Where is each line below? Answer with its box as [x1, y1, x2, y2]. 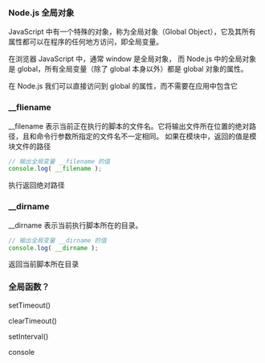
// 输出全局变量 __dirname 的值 [8, 236, 107, 245]
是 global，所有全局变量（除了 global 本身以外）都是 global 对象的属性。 [8, 64, 248, 74]
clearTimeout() [8, 316, 58, 325]
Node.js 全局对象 [8, 6, 75, 18]
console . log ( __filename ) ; [8, 165, 103, 173]
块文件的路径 [8, 141, 51, 151]
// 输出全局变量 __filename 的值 [8, 157, 111, 166]
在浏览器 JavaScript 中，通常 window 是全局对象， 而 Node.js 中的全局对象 [8, 54, 257, 64]
